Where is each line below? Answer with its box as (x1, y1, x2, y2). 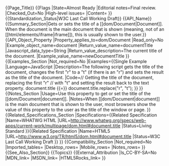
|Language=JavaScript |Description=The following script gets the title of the (5, 64, 164, 70)
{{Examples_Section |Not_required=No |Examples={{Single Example (5, 59, 147, 64)
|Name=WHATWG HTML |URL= (5, 118, 71, 123)
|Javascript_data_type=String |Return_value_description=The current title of (5, 48, 162, 53)
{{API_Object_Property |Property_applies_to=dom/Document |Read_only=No (5, 37, 164, 43)
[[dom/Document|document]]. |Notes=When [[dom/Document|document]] (5, 96, 160, 102)
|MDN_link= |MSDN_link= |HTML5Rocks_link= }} (5, 155, 106, 161)
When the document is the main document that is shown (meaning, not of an (5, 26, 164, 32)
